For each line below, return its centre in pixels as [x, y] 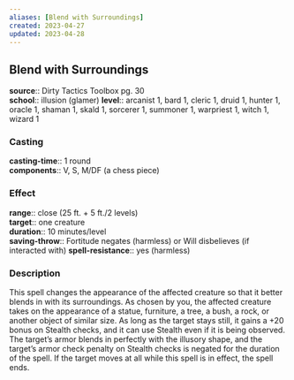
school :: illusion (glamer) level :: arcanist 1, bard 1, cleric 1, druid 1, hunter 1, [145, 100]
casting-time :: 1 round [50, 161]
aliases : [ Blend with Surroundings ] [76, 17]
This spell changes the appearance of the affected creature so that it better [146, 293]
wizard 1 [24, 119]
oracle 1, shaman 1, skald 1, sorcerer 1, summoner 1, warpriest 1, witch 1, [139, 110]
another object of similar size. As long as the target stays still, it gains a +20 [147, 321]
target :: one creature [47, 222]
